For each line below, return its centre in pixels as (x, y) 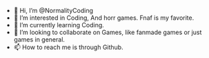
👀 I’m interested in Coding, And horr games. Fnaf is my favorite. (104, 18)
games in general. (39, 40)
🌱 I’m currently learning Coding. (59, 25)
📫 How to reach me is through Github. (68, 47)
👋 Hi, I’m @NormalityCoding (53, 11)
